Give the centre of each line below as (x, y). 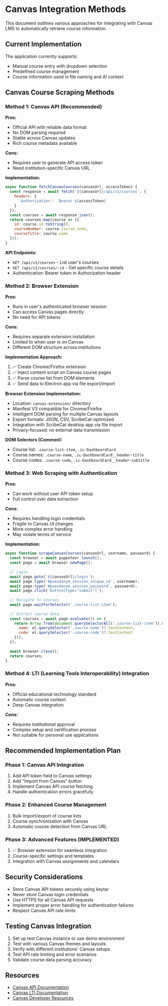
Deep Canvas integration (38, 705)
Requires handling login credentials (48, 519)
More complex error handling (42, 529)
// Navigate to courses (34, 600)
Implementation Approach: (34, 357)
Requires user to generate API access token (57, 163)
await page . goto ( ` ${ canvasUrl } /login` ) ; (52, 577)
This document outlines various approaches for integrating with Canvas (79, 23)
